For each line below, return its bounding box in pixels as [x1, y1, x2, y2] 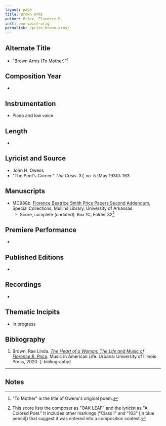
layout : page [5, 7, 32, 12]
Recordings [5, 280, 41, 289]
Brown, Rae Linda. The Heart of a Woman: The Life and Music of [12, 349, 144, 354]
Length [5, 127, 28, 135]
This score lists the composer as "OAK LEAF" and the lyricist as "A [12, 405, 148, 411]
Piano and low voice [12, 113, 53, 118]
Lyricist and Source [5, 154, 66, 163]
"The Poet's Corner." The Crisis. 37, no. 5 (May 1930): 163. [12, 172, 131, 178]
